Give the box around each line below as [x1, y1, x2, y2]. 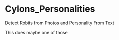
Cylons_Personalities [5, 3, 95, 15]
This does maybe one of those [5, 29, 68, 35]
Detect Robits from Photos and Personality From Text [5, 20, 114, 26]
